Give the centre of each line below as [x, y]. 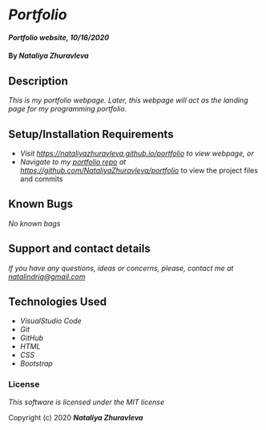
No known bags [34, 223]
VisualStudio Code [50, 321]
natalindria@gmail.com [47, 276]
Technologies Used [57, 302]
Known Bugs [41, 204]
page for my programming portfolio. [68, 109]
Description [38, 81]
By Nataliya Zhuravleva [49, 56]
